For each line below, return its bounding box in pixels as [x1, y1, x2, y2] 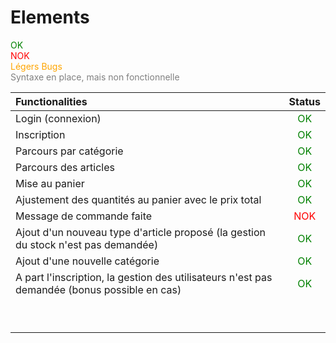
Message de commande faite [15, 209, 153, 223]
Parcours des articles [15, 160, 115, 174]
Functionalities [15, 94, 88, 108]
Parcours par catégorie [15, 144, 124, 158]
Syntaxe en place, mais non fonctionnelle [10, 71, 180, 83]
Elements [10, 6, 90, 29]
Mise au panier [15, 176, 85, 190]
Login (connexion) [15, 111, 102, 125]
